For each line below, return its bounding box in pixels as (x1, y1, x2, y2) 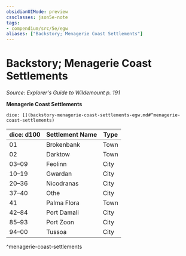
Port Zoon (46, 218, 75, 227)
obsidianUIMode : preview (6, 8, 68, 15)
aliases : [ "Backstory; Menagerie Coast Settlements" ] (6, 31, 144, 37)
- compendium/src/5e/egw (6, 25, 68, 32)
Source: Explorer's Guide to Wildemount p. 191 (6, 89, 121, 96)
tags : (6, 20, 20, 26)
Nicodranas (46, 180, 79, 188)
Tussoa (46, 228, 67, 236)
